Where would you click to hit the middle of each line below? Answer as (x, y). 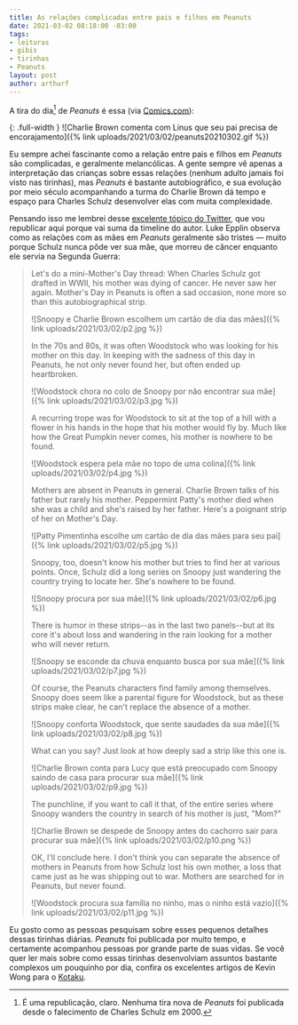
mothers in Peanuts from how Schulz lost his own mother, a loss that (156, 867)
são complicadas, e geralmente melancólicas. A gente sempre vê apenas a (146, 164)
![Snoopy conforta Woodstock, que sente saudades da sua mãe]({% (156, 725)
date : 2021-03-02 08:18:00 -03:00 (73, 26)
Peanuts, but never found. (78, 886)
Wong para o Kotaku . (48, 977)
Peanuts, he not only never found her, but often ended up (136, 364)
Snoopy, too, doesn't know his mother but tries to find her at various (156, 563)
